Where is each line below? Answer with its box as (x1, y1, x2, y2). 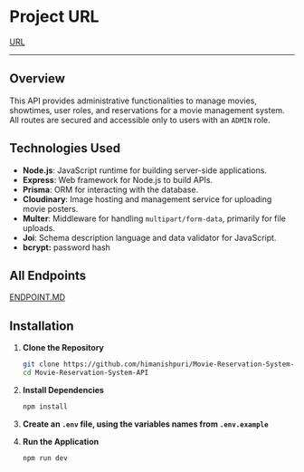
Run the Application (22, 436, 100, 447)
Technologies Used (9, 140, 120, 156)
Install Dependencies (22, 384, 104, 395)
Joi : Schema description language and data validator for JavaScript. (22, 232, 277, 243)
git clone (22, 360, 61, 369)
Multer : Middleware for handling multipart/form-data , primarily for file (22, 213, 287, 224)
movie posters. (22, 203, 79, 214)
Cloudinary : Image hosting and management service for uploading (22, 193, 272, 205)
